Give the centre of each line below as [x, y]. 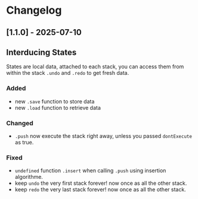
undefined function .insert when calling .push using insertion [90, 170]
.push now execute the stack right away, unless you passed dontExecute [103, 136]
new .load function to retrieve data [58, 108]
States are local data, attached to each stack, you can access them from [95, 67]
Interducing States [41, 52]
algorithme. [29, 177]
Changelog [34, 10]
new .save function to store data [55, 101]
